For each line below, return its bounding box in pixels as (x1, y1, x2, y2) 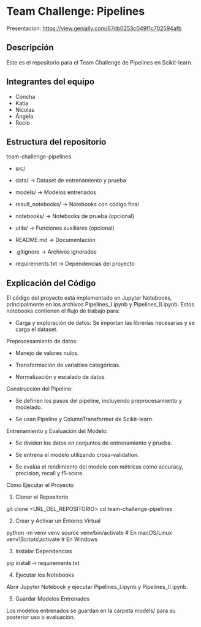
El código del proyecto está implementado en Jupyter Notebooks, (6, 294, 173, 302)
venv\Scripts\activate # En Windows (6, 535, 98, 543)
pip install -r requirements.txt (6, 559, 80, 567)
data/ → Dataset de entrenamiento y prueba (15, 177, 127, 184)
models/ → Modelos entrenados (15, 189, 96, 196)
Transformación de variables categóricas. (15, 361, 121, 369)
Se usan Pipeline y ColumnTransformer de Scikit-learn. (15, 416, 154, 423)
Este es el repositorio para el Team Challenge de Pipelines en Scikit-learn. (6, 58, 193, 66)
